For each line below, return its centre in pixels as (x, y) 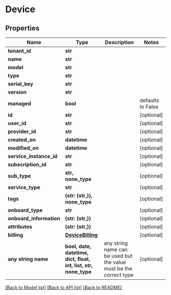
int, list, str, (79, 265)
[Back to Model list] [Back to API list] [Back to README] (64, 287)
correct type (119, 275)
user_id (17, 123)
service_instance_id (33, 156)
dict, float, (78, 259)
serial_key (21, 84)
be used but (118, 256)
